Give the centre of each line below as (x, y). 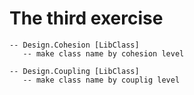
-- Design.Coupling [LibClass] (74, 71)
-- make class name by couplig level (101, 80)
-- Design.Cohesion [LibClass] (74, 45)
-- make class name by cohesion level (103, 53)
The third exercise (86, 18)
